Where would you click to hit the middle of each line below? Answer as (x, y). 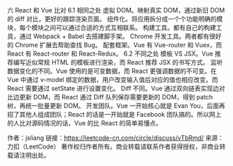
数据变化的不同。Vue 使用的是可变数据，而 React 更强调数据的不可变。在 (112, 71)
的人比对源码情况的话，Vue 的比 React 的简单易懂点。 (85, 123)
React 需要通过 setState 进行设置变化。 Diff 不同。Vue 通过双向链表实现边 (113, 88)
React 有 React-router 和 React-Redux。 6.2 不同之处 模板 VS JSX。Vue (110, 53)
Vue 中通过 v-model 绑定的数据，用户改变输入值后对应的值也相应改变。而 (113, 80)
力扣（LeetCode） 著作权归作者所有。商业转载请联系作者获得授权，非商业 (114, 147)
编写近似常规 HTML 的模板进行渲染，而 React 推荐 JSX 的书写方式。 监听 (118, 62)
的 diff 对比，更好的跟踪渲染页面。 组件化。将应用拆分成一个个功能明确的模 (115, 19)
